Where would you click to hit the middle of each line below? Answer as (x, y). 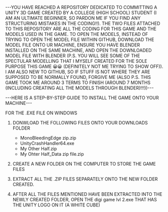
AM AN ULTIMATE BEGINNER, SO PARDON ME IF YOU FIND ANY (73, 18)
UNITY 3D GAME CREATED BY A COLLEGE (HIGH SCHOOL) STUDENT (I (81, 13)
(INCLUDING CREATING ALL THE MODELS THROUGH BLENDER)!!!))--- (80, 88)
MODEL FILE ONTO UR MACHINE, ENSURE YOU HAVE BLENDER (73, 45)
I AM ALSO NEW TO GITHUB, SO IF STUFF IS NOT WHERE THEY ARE (78, 72)
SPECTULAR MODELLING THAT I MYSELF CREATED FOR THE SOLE (76, 61)
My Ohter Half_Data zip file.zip (52, 154)
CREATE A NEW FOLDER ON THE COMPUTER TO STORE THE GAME (84, 164)
